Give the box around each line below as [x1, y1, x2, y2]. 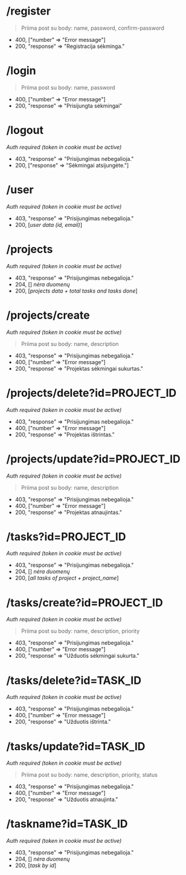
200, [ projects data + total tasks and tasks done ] [14, 287, 138, 294]
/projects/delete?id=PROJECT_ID [6, 386, 177, 400]
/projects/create [6, 308, 90, 322]
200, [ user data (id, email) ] [14, 221, 83, 228]
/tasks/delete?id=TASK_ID [6, 674, 142, 687]
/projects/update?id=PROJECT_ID [6, 452, 181, 465]
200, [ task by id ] [14, 862, 56, 869]
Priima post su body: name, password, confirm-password [21, 24, 164, 32]
